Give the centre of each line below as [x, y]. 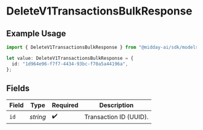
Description [117, 105]
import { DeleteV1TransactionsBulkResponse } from [71, 47]
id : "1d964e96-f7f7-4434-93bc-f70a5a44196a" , [70, 64]
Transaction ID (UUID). [117, 117]
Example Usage [36, 34]
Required [65, 105]
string [38, 117]
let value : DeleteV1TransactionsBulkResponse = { [70, 58]
